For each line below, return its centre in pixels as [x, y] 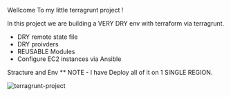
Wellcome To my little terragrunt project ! [65, 10]
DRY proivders [38, 44]
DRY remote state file [47, 37]
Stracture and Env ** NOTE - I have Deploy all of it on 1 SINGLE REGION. [110, 72]
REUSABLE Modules [46, 52]
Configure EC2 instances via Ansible [69, 59]
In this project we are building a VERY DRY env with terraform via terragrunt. [116, 23]
